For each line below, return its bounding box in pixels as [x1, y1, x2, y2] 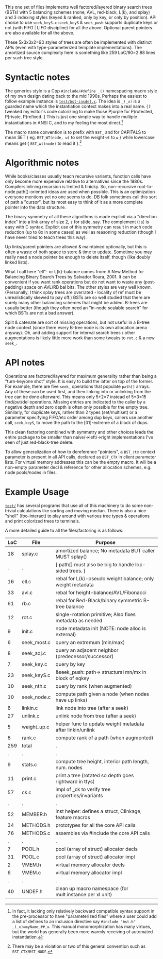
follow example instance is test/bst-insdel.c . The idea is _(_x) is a [5, 98, 141, 104]
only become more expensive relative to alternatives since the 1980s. [5, 178, 144, 184]
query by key [55, 661, 85, 668]
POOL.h [21, 846, 40, 853]
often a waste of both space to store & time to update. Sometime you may [5, 249, 152, 255]
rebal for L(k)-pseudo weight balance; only [55, 575, 154, 582]
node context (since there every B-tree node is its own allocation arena [5, 325, 147, 331]
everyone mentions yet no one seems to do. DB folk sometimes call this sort [5, 194, 157, 200]
